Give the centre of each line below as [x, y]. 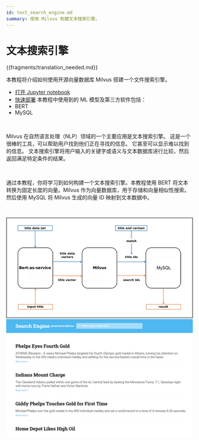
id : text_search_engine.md [39, 12]
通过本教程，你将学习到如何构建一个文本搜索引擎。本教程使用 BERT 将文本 [97, 183]
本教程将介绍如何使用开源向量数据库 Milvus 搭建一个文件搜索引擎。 [88, 79]
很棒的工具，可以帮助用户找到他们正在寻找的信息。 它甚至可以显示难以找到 [98, 144]
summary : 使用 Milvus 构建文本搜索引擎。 [53, 19]
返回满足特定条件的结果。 [37, 159]
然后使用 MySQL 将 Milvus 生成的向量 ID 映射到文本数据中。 [79, 197]
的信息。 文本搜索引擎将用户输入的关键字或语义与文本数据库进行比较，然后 [98, 151]
